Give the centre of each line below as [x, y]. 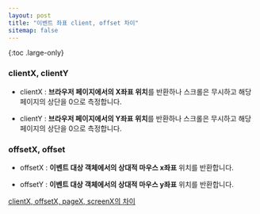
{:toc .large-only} [36, 53]
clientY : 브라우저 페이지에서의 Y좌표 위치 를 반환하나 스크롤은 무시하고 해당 [136, 118]
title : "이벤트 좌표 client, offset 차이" [73, 23]
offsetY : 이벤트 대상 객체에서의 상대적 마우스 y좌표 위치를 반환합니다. [126, 184]
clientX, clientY [38, 74]
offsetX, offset [37, 149]
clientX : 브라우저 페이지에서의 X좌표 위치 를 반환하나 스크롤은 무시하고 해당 [136, 91]
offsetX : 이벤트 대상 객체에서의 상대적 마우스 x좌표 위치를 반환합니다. [126, 167]
